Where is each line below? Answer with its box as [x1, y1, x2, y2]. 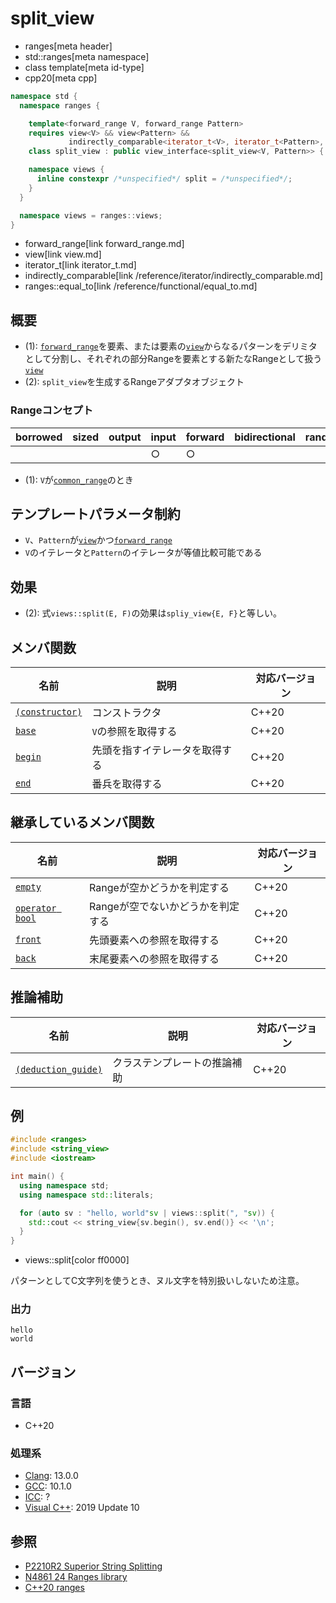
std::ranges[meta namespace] [24, 50, 150, 62]
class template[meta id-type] [24, 61, 145, 73]
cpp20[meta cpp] [24, 72, 98, 84]
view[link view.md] [24, 248, 102, 261]
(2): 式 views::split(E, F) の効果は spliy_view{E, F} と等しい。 [24, 607, 282, 619]
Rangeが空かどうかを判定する [89, 880, 230, 894]
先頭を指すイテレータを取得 [91, 743, 223, 757]
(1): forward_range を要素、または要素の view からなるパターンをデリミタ [24, 340, 318, 352]
